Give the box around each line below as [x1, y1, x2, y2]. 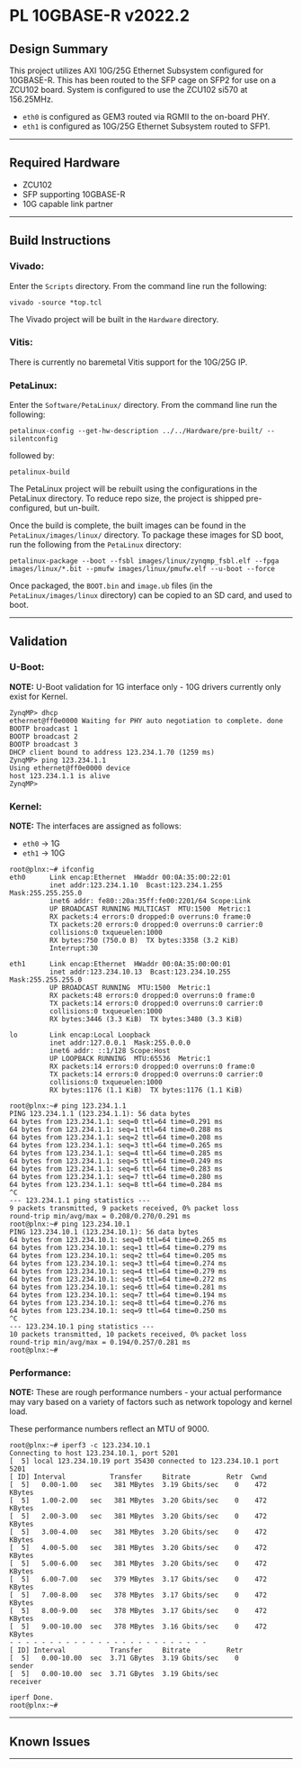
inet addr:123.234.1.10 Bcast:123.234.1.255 [49, 881, 223, 890]
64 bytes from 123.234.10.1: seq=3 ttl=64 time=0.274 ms [9, 1259, 227, 1268]
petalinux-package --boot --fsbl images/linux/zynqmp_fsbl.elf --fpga [9, 557, 280, 566]
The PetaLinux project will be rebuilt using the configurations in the [9, 484, 258, 494]
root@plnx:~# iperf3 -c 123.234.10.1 [9, 1441, 151, 1450]
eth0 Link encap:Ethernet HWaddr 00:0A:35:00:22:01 [9, 873, 231, 883]
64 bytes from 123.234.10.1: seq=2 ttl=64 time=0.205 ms [9, 1251, 227, 1261]
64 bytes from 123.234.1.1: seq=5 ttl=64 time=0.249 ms [9, 1156, 223, 1166]
